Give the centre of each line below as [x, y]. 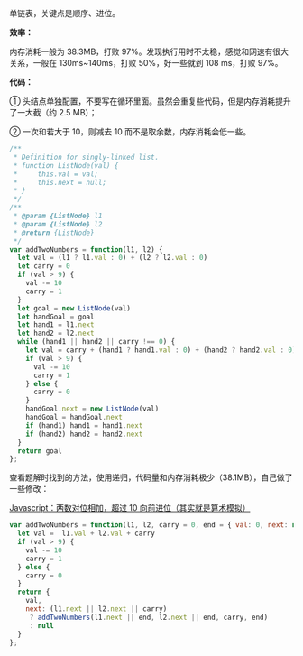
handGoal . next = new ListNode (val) [92, 409]
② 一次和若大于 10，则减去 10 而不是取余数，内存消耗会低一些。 [130, 132]
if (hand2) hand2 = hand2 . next [84, 434]
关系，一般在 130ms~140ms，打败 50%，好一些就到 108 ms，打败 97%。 [146, 63]
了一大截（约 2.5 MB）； [53, 112]
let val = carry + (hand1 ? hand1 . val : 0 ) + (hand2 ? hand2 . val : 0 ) [161, 350]
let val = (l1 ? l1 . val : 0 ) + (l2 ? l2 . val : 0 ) [113, 258]
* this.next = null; [60, 182]
